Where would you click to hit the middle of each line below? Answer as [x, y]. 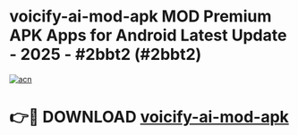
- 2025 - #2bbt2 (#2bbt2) [106, 55]
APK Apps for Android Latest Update [148, 35]
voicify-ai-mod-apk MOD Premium [140, 17]
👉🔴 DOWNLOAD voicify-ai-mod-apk [149, 117]
